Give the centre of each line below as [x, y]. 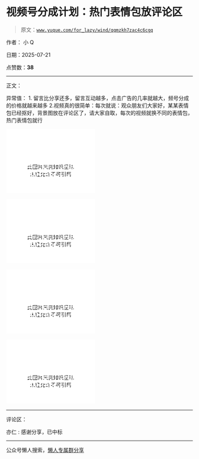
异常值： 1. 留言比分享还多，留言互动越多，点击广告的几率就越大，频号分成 [98, 98]
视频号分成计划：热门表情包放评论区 [94, 12]
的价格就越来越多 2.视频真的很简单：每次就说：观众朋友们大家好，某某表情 [97, 105]
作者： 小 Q [20, 42]
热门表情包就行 [24, 120]
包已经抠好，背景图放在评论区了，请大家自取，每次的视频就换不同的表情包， [99, 112]
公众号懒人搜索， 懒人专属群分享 [45, 450]
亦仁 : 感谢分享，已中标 [34, 432]
